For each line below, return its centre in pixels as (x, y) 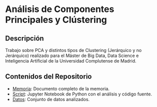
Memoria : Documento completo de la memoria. (61, 88)
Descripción (24, 38)
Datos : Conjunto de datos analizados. (51, 99)
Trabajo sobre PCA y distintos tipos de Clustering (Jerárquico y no (73, 50)
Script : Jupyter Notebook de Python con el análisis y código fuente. (82, 94)
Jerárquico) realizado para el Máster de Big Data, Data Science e (72, 55)
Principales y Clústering (56, 20)
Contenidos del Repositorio (48, 77)
